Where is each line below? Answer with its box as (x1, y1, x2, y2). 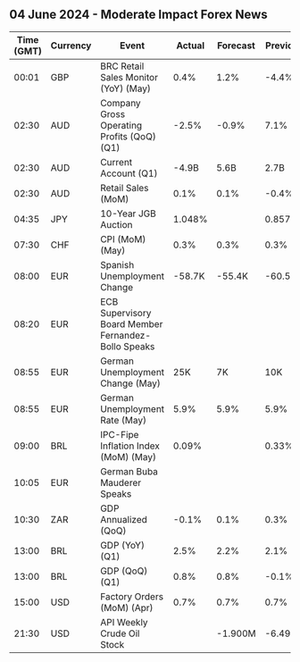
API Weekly (99, 616, 149, 628)
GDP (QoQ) (99, 565, 148, 577)
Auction (99, 218, 133, 230)
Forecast (217, 39, 256, 52)
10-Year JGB (99, 207, 156, 220)
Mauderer (99, 476, 142, 489)
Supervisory (99, 306, 152, 319)
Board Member (99, 317, 163, 330)
